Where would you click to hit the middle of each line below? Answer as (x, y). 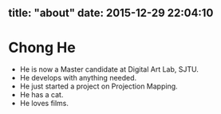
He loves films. (44, 104)
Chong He (42, 47)
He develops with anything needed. (78, 78)
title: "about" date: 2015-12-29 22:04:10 (111, 13)
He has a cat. (41, 95)
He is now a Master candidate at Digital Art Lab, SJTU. (109, 69)
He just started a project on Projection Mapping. (99, 86)
